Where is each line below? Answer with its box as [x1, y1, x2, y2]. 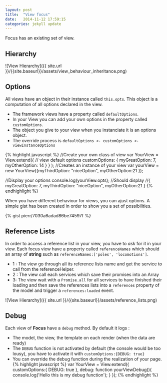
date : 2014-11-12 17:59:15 [5, 17, 66, 22]
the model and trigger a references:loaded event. [12, 287, 114, 293]
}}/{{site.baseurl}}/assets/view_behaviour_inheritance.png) [5, 68, 127, 74]
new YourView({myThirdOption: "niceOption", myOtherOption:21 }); [5, 167, 143, 173]
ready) [12, 340, 26, 346]
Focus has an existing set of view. [5, 35, 75, 41]
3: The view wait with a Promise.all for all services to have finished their [12, 276, 162, 283]
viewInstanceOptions [12, 143, 55, 148]
